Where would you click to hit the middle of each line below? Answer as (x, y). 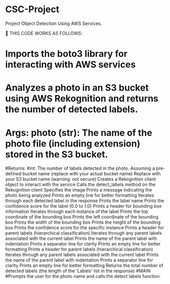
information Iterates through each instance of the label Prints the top (77, 211)
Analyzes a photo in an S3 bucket (77, 88)
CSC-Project (32, 9)
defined (13, 174)
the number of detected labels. (72, 109)
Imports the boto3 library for (66, 54)
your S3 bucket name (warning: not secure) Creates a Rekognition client (81, 179)
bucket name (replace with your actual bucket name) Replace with (92, 174)
